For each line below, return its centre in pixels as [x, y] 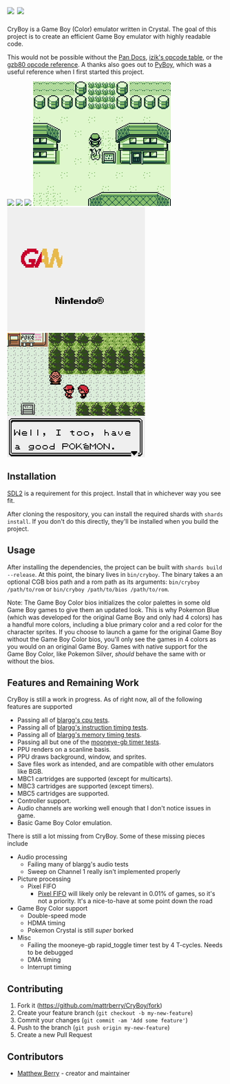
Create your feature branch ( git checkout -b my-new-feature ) [105, 1013]
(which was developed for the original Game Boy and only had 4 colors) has [115, 617]
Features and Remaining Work [73, 683]
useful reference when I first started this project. [76, 72]
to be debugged [50, 953]
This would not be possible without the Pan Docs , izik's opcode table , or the [115, 57]
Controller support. [44, 801]
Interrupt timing [49, 967]
